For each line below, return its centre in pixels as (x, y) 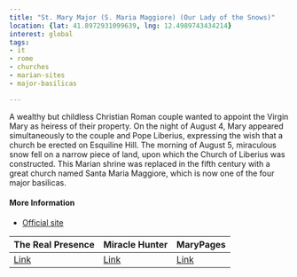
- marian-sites (37, 75)
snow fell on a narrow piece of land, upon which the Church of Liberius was (147, 154)
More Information (42, 203)
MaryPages (201, 244)
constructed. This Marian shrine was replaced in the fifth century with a (140, 163)
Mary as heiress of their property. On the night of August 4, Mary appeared (146, 126)
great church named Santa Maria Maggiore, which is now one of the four (142, 173)
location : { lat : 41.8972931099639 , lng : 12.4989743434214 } (121, 26)
